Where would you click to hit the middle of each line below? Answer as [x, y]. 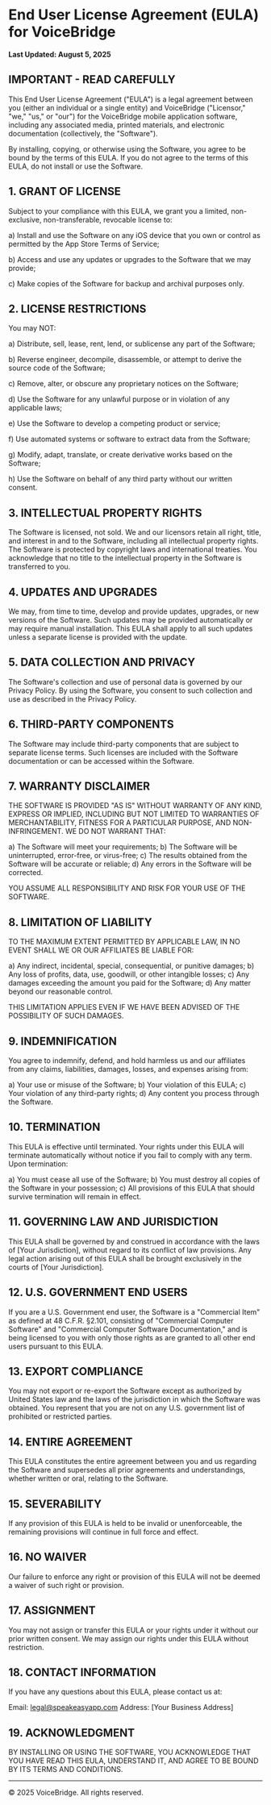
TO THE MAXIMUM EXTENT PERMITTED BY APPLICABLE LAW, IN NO [124, 942]
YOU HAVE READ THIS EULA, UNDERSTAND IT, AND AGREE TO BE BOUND [133, 1761]
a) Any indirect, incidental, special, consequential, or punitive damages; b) [131, 966]
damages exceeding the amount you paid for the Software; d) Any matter [130, 983]
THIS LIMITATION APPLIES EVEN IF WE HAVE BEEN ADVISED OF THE [124, 1007]
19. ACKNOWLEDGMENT [72, 1733]
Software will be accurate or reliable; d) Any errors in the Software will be [130, 864]
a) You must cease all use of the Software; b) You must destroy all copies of [134, 1179]
